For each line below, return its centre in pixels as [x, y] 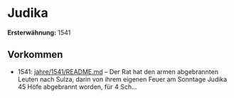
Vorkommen [35, 55]
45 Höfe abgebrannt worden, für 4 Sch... [77, 87]
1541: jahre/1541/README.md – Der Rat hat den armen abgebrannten [118, 71]
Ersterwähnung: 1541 [39, 32]
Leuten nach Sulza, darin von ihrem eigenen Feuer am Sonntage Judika [122, 79]
